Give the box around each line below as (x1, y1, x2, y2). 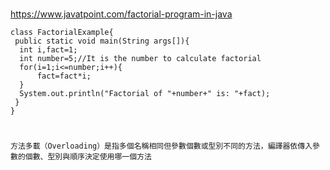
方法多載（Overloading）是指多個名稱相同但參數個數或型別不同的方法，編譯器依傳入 (10, 141, 313, 152)
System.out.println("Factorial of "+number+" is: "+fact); (19, 89, 271, 99)
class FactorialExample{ (10, 28, 114, 38)
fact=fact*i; (36, 71, 92, 82)
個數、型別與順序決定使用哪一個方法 (24, 152, 152, 162)
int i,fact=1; (19, 45, 78, 55)
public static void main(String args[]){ (14, 36, 190, 47)
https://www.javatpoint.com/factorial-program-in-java (10, 8, 233, 20)
